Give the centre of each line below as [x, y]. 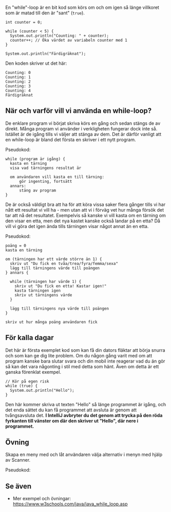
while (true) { [22, 386]
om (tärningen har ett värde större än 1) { [54, 259]
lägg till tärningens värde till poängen [55, 268]
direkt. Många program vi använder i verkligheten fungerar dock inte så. [81, 128]
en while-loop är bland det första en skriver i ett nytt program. [71, 139]
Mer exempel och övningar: [42, 499]
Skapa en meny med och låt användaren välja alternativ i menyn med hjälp [84, 454]
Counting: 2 [18, 82]
